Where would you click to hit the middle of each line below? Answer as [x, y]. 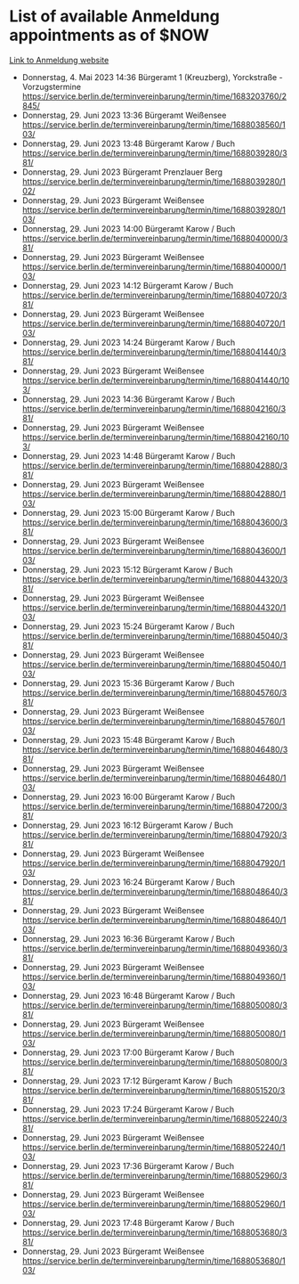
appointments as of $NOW [109, 35]
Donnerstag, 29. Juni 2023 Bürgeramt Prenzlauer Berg [122, 172]
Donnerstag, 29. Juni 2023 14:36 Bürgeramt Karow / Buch [129, 399]
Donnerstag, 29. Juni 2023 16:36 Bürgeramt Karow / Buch [129, 938]
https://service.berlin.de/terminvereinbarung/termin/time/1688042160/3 [154, 408]
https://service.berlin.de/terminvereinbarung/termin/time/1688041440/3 [154, 352]
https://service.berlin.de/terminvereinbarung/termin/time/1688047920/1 [154, 863]
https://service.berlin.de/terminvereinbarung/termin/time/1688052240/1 [154, 1147]
